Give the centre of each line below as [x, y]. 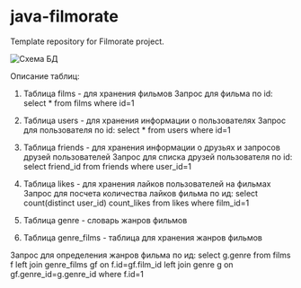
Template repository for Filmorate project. [87, 41]
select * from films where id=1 [79, 103]
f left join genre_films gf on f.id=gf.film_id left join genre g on [122, 264]
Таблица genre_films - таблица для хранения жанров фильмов [143, 237]
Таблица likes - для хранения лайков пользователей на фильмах [147, 183]
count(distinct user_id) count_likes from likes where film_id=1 [136, 203]
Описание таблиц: [45, 76]
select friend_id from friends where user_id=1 [107, 166]
